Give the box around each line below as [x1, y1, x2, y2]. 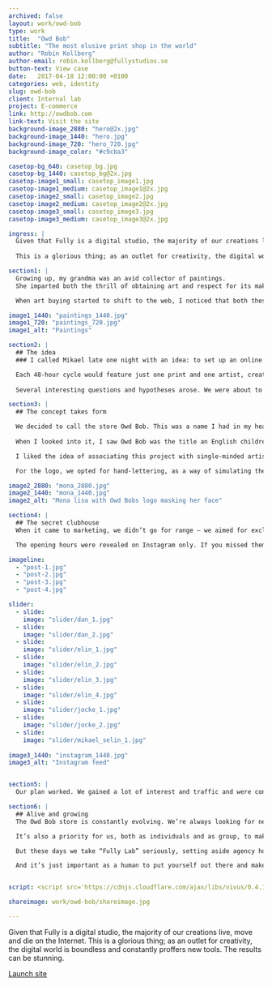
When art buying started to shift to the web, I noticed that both [15, 297, 249, 305]
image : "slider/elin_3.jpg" [23, 675, 117, 684]
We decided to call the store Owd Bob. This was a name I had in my [15, 422, 252, 431]
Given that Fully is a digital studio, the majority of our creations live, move [8, 927, 253, 937]
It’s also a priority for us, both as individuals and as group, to [15, 832, 252, 840]
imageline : [8, 555, 45, 564]
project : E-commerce [8, 102, 79, 110]
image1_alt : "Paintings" [8, 326, 92, 335]
